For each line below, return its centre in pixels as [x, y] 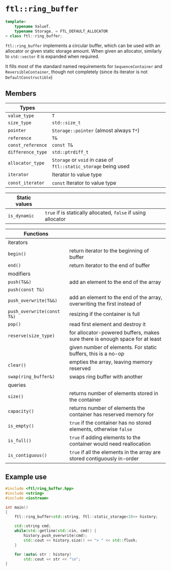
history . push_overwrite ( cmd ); [55, 536]
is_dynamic [21, 216]
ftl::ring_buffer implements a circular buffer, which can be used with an [83, 46]
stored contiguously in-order [104, 458]
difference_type [27, 152]
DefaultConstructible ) [29, 77]
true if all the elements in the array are [115, 452]
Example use [26, 477]
